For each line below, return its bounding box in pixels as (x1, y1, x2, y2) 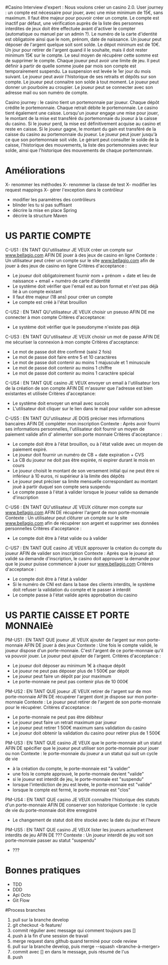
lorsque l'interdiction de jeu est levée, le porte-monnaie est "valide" (12, 781, 152, 787)
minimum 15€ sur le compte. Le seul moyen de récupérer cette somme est (5, 52, 159, 58)
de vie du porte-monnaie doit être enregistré (5, 807, 97, 813)
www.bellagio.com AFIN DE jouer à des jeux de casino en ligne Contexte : (5, 252, 157, 258)
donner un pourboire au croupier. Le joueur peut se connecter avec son (5, 84, 153, 90)
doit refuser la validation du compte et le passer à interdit (12, 586, 131, 592)
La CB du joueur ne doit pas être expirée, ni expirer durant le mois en (12, 457, 155, 463)
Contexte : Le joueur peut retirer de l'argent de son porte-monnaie (24, 699, 161, 705)
